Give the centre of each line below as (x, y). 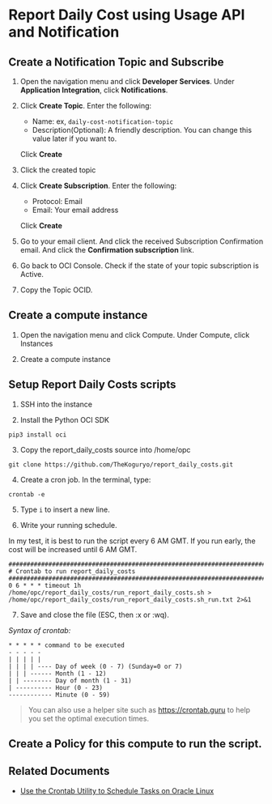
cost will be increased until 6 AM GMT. (73, 549)
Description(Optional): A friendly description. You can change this (142, 130)
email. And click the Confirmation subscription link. (107, 250)
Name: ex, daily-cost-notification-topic (103, 121)
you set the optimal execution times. (89, 718)
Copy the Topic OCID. (56, 290)
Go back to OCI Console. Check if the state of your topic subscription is (139, 266)
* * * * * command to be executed (67, 645)
